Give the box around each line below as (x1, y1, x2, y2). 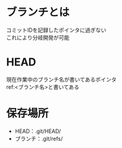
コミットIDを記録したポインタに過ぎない (6, 26, 106, 34)
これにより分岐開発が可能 (6, 34, 70, 41)
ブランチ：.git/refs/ (14, 135, 63, 142)
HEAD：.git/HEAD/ (14, 127, 61, 135)
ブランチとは (6, 5, 70, 19)
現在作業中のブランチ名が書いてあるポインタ (6, 75, 117, 83)
